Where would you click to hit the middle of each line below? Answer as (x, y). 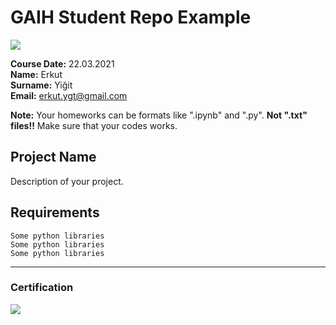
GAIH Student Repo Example (131, 17)
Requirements (55, 212)
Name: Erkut (36, 74)
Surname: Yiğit (41, 85)
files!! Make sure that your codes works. (94, 125)
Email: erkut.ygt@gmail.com (69, 95)
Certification (42, 288)
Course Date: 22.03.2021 (62, 63)
